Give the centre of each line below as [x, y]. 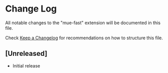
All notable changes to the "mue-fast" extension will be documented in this [83, 23]
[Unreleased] [26, 54]
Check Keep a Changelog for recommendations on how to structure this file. [84, 38]
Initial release [26, 65]
